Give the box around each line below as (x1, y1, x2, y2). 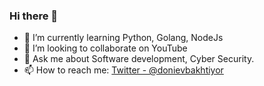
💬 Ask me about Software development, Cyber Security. (23, 53, 255, 65)
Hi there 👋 (9, 9, 59, 23)
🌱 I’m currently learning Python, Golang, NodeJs (23, 32, 224, 44)
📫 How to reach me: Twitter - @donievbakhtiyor (23, 64, 224, 76)
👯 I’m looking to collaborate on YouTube (23, 42, 188, 54)
